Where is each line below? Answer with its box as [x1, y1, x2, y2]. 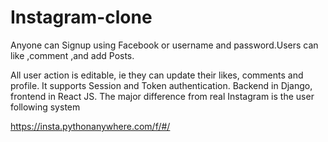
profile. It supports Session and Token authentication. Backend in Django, [10, 79, 313, 91]
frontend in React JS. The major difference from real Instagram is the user [10, 90, 315, 102]
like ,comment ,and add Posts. [10, 49, 135, 61]
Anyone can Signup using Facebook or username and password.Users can [10, 39, 319, 51]
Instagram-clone [10, 6, 153, 29]
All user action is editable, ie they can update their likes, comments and [10, 69, 304, 81]
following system [10, 101, 81, 113]
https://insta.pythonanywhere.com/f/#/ [10, 120, 171, 132]
